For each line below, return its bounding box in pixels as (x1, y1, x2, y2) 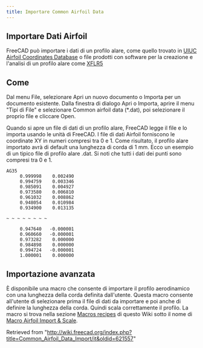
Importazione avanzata (6, 269, 95, 279)
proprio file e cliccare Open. (6, 113, 76, 120)
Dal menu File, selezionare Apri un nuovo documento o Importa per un (6, 93, 181, 101)
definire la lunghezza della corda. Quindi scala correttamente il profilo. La (6, 304, 188, 311)
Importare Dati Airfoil (6, 31, 88, 42)
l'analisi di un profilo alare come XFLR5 (6, 60, 103, 67)
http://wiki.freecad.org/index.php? (47, 329, 132, 336)
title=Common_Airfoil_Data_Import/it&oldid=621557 (6, 335, 134, 343)
